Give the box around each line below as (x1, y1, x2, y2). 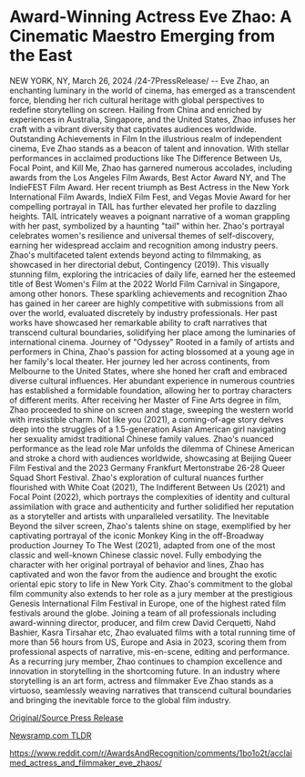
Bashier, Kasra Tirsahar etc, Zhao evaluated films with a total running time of (9, 627, 296, 638)
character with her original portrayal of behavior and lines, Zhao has (9, 558, 265, 570)
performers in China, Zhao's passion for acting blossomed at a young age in (9, 346, 295, 357)
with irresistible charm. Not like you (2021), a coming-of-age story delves (9, 414, 284, 424)
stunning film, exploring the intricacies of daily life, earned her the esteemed (9, 269, 296, 280)
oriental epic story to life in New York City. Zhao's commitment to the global (9, 578, 293, 589)
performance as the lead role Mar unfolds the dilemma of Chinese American (9, 443, 295, 454)
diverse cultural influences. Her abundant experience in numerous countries (9, 375, 296, 386)
